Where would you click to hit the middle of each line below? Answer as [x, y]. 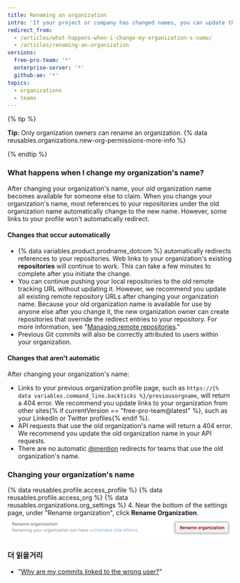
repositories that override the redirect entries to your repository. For [117, 319]
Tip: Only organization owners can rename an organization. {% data [107, 133]
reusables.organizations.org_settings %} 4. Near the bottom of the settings [117, 505]
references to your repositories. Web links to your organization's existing [125, 258]
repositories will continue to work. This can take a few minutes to [114, 266]
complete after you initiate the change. [75, 273]
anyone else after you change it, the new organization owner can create [124, 311]
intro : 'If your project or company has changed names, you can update [116, 22]
